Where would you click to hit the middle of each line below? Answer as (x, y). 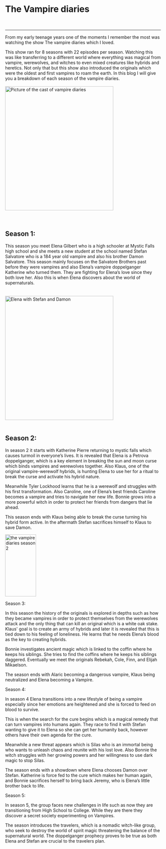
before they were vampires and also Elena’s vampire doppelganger (73, 267)
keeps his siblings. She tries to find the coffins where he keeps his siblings (81, 654)
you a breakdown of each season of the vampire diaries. (62, 78)
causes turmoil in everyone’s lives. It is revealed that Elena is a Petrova (77, 456)
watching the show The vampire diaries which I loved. (60, 42)
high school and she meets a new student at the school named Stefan (76, 251)
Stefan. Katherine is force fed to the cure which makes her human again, (79, 775)
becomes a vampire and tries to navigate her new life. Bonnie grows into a (81, 497)
